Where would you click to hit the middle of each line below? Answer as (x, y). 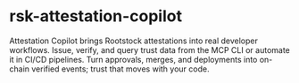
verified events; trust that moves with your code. (120, 69)
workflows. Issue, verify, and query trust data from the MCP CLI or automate (149, 49)
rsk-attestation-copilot (96, 16)
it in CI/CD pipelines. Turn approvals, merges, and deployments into (133, 59)
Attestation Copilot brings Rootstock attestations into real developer (134, 41)
